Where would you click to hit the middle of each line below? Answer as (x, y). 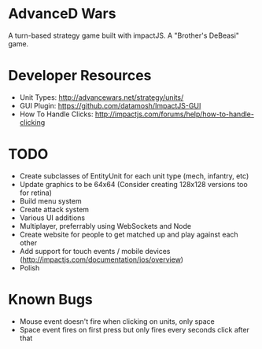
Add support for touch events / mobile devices (95, 251)
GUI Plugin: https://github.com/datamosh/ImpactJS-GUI (110, 105)
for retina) (36, 193)
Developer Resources (80, 76)
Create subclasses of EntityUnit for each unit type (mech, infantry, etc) (134, 176)
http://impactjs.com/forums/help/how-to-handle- (174, 114)
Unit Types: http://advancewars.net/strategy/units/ (101, 97)
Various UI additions (52, 218)
